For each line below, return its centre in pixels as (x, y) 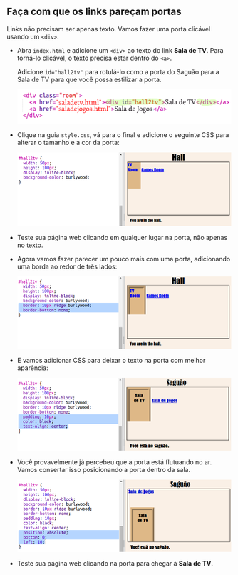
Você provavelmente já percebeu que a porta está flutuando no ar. (114, 462)
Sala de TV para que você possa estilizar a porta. (89, 79)
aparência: (32, 368)
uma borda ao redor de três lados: (67, 266)
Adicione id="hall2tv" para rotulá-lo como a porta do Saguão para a (118, 71)
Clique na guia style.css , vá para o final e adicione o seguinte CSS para (123, 134)
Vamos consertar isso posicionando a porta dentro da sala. (103, 469)
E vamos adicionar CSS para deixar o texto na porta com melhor (111, 360)
